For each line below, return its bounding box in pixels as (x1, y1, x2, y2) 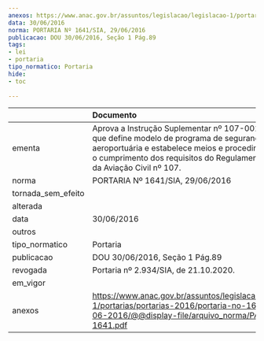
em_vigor (12, 277, 46, 288)
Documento (92, 109, 137, 120)
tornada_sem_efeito (12, 188, 85, 199)
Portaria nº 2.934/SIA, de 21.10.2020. (92, 265, 236, 276)
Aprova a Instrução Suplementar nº (92, 123, 222, 134)
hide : (8, 70, 26, 78)
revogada (12, 265, 47, 276)
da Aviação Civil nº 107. (92, 162, 181, 173)
